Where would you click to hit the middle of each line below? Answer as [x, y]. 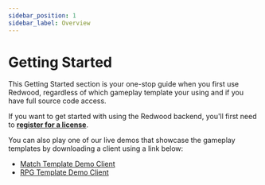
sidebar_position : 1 [43, 15]
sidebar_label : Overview [49, 23]
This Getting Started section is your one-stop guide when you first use [124, 84]
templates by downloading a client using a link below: [96, 148]
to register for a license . [49, 125]
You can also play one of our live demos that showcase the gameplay [122, 141]
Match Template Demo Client [67, 164]
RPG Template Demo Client [64, 172]
